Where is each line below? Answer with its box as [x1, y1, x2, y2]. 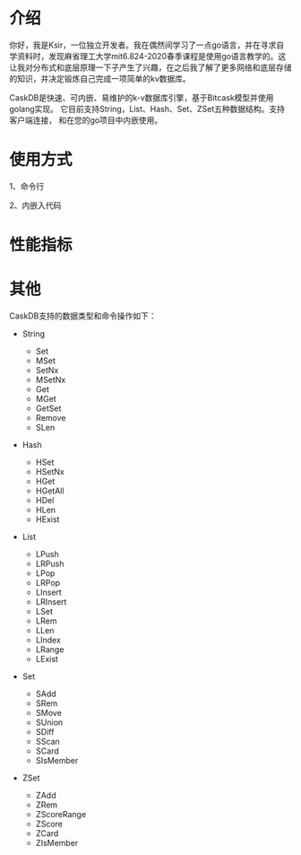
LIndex [35, 634, 61, 645]
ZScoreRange [35, 809, 87, 819]
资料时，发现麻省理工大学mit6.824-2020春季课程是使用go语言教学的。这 [16, 50, 287, 61]
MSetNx [35, 374, 66, 385]
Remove [35, 413, 66, 423]
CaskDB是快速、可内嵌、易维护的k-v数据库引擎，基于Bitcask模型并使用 [9, 92, 274, 103]
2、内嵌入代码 [9, 199, 62, 211]
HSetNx [35, 467, 64, 476]
